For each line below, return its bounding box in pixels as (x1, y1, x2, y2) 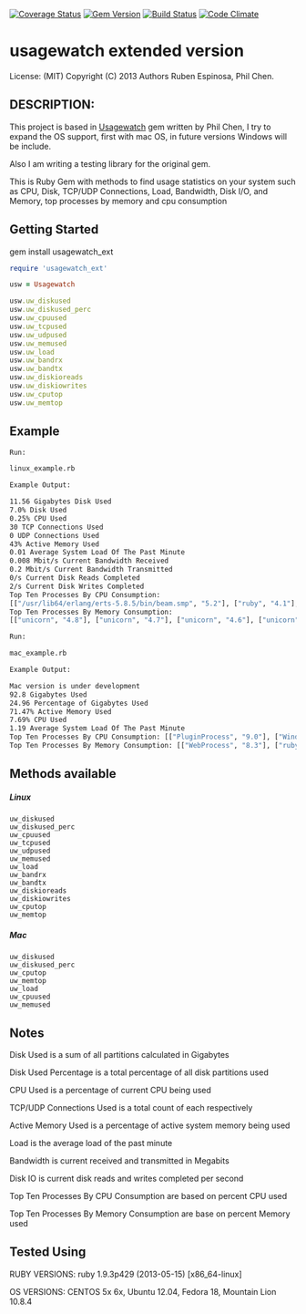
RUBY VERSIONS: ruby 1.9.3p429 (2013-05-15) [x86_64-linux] (9, 1268, 243, 1279)
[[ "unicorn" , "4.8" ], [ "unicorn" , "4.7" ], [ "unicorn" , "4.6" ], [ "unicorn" (9, 616, 300, 625)
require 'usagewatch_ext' (9, 264, 107, 273)
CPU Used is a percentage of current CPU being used (9, 1085, 212, 1096)
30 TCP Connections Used (9, 522, 104, 532)
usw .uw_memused (9, 338, 67, 348)
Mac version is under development (9, 681, 141, 690)
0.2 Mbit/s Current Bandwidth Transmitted (9, 565, 173, 574)
